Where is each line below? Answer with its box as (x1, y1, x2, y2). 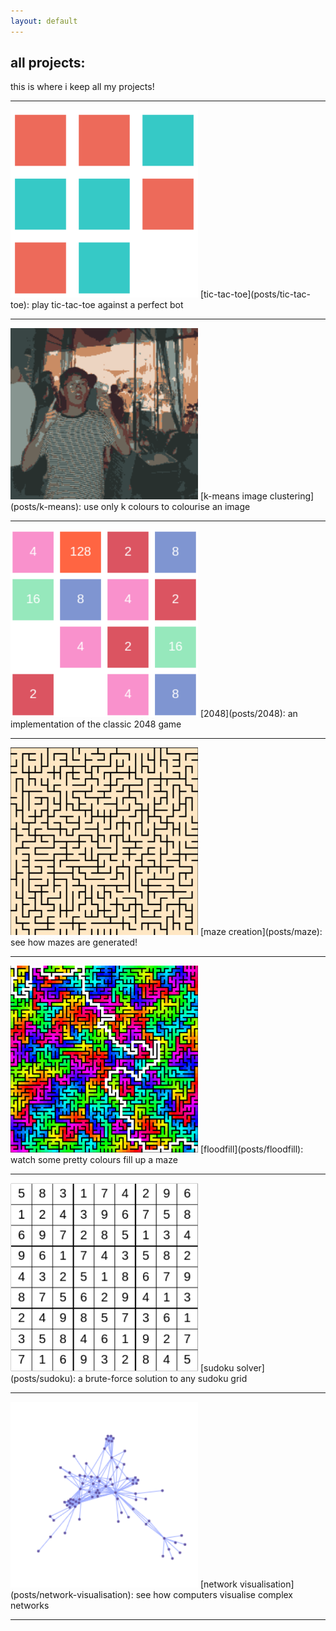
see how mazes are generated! (10, 936, 138, 948)
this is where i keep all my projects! (10, 81, 155, 93)
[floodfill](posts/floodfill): (199, 1143, 304, 1155)
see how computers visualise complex (135, 1589, 294, 1601)
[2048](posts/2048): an (199, 707, 298, 719)
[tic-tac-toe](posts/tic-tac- (199, 288, 312, 300)
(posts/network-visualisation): (10, 1589, 134, 1601)
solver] (236, 1361, 265, 1374)
